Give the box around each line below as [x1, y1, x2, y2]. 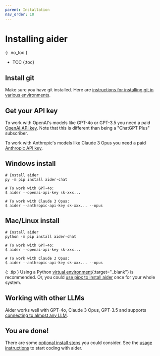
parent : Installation [5, 7, 50, 12]
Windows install [5, 159, 56, 168]
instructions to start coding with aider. [5, 345, 83, 351]
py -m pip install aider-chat [5, 177, 68, 182]
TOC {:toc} [12, 59, 35, 65]
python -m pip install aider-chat [5, 234, 77, 239]
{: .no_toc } [5, 50, 28, 56]
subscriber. [5, 130, 28, 137]
